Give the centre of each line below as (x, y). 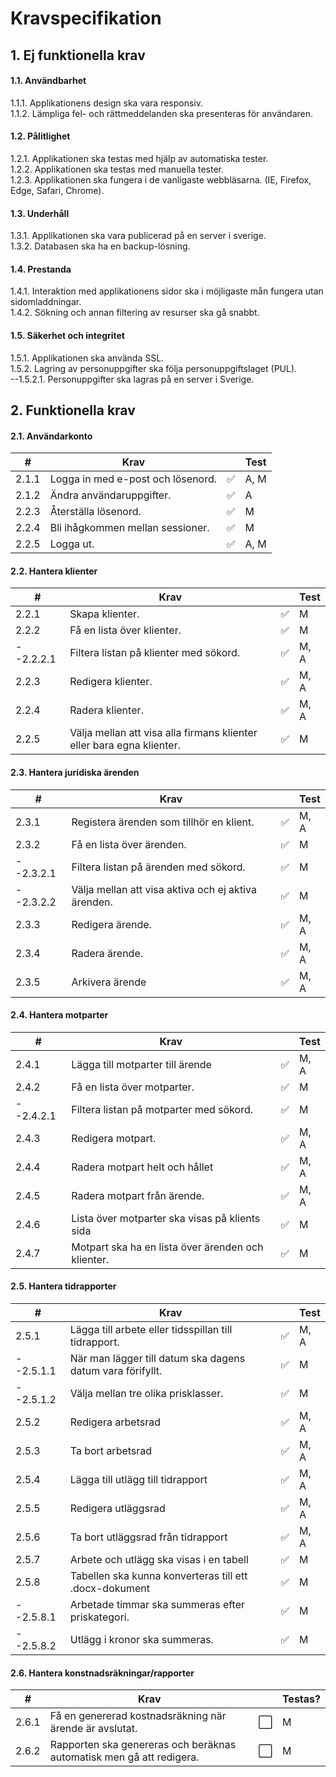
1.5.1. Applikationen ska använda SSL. (87, 358)
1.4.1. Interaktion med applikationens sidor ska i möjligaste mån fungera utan (167, 291)
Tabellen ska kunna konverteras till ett (158, 1575)
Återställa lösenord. (95, 512)
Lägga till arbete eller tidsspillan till (151, 1329)
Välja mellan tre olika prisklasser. (146, 1393)
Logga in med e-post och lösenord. (133, 479)
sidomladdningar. (46, 302)
